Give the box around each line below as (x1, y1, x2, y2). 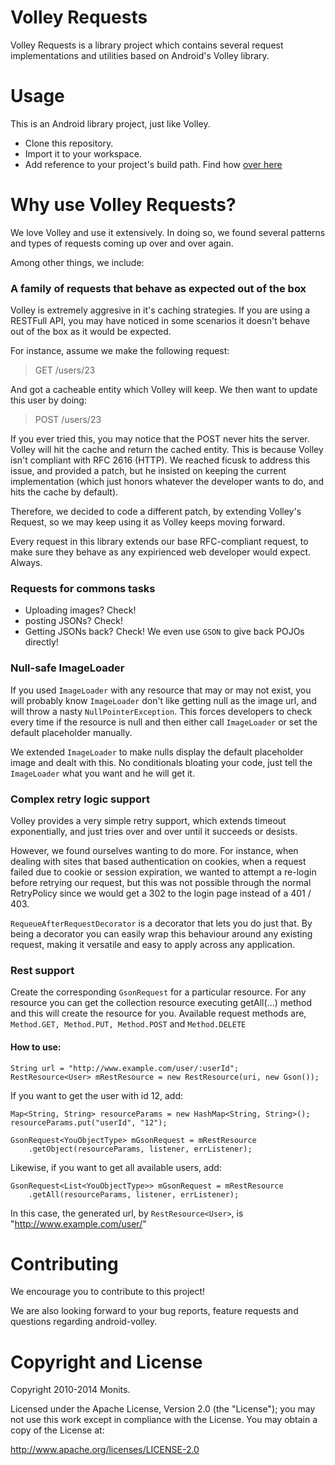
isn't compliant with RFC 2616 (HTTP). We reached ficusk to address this (10, 454, 311, 466)
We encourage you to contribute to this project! (10, 1286, 206, 1298)
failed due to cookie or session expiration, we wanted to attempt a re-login (10, 866, 317, 878)
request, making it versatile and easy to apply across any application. (10, 939, 296, 950)
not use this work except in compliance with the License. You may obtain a (10, 1414, 318, 1426)
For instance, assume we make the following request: (10, 345, 230, 357)
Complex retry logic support (10, 792, 150, 806)
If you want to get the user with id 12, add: (10, 1089, 184, 1101)
